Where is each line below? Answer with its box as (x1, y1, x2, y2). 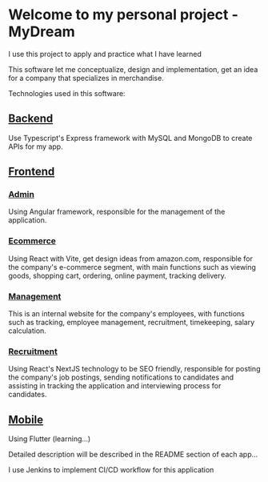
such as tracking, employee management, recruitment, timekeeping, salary (8, 318, 255, 327)
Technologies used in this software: (8, 88, 126, 98)
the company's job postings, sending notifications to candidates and (8, 372, 234, 382)
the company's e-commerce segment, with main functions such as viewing (8, 262, 256, 271)
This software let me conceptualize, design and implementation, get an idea (8, 64, 258, 74)
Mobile (8, 412, 44, 426)
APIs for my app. (8, 142, 63, 151)
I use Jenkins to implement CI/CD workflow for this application (8, 465, 214, 475)
